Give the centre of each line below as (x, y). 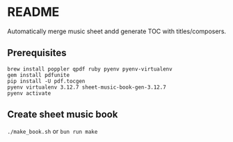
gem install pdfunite (39, 75)
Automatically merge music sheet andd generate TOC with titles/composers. (117, 31)
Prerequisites (37, 53)
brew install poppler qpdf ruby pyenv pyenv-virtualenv (90, 69)
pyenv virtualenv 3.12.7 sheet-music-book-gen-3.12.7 (87, 87)
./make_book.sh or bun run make (53, 131)
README (33, 12)
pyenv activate (29, 93)
